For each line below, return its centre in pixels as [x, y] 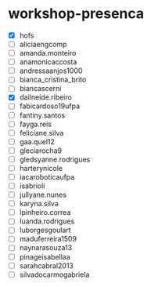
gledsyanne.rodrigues [55, 159]
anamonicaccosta [48, 62]
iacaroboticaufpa [47, 176]
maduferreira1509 [48, 239]
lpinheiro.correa [45, 213]
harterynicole [41, 168]
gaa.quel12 [37, 141]
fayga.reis [36, 124]
